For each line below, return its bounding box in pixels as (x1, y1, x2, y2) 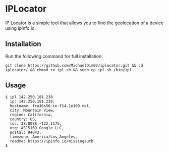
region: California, (10, 112, 53, 117)
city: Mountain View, (10, 108, 55, 113)
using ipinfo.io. (5, 25, 36, 31)
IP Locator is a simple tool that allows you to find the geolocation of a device (5, 20, 164, 26)
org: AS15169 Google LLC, (10, 125, 65, 130)
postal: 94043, (10, 130, 42, 135)
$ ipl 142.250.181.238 (5, 94, 53, 99)
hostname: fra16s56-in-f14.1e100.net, (10, 103, 92, 109)
